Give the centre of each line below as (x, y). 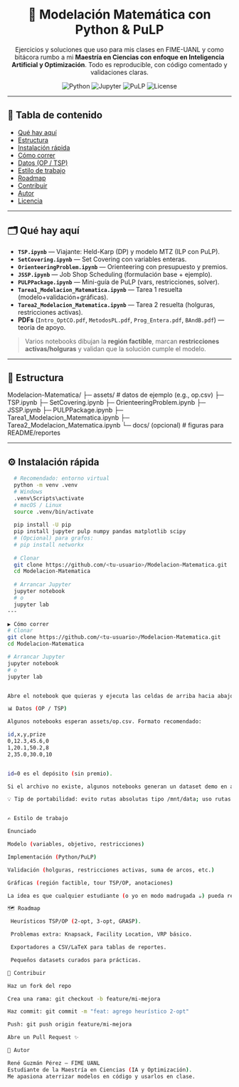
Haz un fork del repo (39, 986)
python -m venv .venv (46, 485)
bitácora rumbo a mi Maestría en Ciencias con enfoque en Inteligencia (119, 57)
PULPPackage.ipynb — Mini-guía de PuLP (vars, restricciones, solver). (118, 282)
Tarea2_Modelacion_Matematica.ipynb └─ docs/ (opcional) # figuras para (116, 425)
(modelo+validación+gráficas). (63, 297)
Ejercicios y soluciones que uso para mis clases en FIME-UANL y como (119, 49)
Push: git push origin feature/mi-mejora (70, 1025)
